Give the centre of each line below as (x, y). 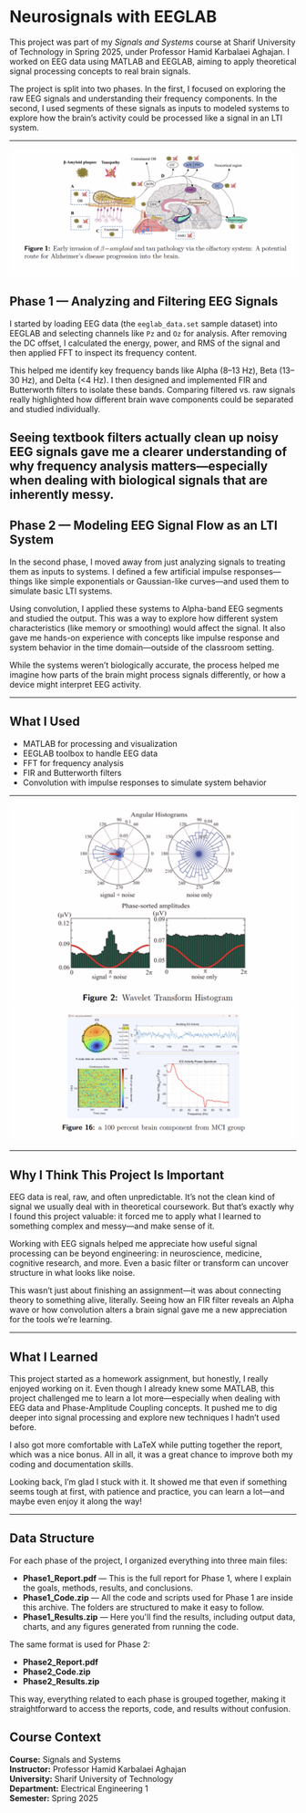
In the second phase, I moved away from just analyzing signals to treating (148, 562)
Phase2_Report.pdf (60, 1662)
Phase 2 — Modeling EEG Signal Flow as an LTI (143, 526)
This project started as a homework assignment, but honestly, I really (139, 1378)
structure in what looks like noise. (72, 1273)
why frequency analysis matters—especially (139, 466)
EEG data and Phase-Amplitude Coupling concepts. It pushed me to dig (143, 1407)
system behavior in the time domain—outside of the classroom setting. (142, 647)
